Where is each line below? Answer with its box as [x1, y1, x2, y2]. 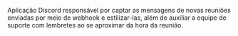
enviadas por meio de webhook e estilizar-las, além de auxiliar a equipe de [7, 13, 227, 22]
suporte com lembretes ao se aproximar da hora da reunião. [7, 21, 184, 29]
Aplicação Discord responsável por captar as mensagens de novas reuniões [7, 6, 232, 14]
